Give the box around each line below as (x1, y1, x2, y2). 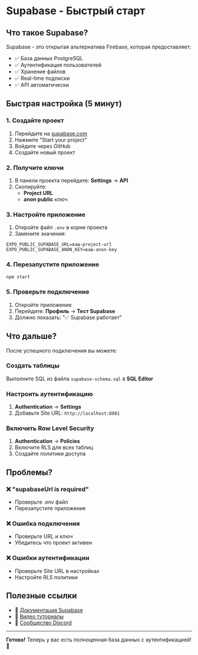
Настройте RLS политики (14, 573, 78, 581)
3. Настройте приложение (6, 210, 85, 219)
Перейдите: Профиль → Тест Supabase (14, 307, 115, 314)
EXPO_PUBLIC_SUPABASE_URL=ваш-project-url (6, 242, 112, 247)
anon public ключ (23, 195, 68, 203)
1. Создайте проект (6, 116, 64, 125)
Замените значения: (14, 230, 66, 237)
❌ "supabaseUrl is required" (6, 485, 90, 493)
